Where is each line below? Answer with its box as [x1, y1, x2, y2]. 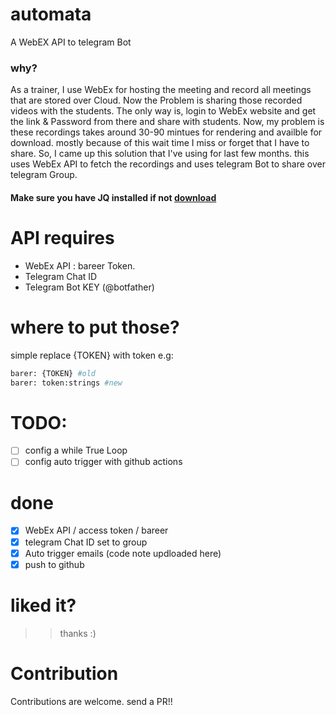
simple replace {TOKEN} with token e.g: [10, 349, 174, 361]
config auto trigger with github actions [24, 456, 183, 468]
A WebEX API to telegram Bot [10, 36, 132, 48]
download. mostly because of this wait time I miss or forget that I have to [10, 137, 310, 149]
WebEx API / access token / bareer [24, 524, 169, 537]
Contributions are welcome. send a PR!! [10, 695, 173, 707]
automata [10, 3, 92, 26]
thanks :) [59, 627, 97, 639]
